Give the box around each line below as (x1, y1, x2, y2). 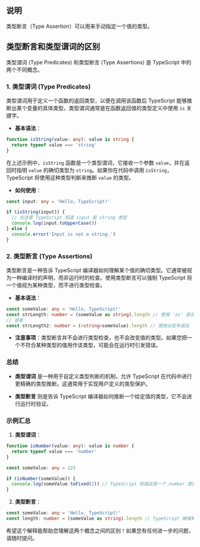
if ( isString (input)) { (6, 209, 65, 215)
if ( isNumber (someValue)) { (6, 476, 76, 482)
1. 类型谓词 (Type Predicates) (6, 82, 91, 90)
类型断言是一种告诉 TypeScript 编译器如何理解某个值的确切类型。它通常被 (6, 267, 187, 274)
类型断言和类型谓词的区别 (6, 42, 100, 52)
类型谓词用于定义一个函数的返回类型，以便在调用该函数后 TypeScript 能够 (6, 97, 187, 104)
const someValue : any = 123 (6, 465, 76, 471)
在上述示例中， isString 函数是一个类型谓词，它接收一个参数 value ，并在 (6, 159, 185, 166)
